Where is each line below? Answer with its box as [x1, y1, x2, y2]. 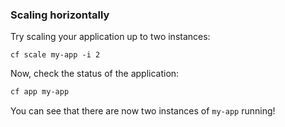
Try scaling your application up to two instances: [10, 31, 211, 43]
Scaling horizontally [10, 8, 110, 22]
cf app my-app [10, 87, 70, 97]
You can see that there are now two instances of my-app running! [10, 105, 276, 117]
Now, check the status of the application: [10, 68, 180, 80]
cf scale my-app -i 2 [10, 50, 101, 60]
